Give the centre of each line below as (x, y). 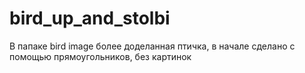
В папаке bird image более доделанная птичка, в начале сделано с (152, 46)
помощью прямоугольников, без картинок (100, 56)
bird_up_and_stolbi (90, 18)
